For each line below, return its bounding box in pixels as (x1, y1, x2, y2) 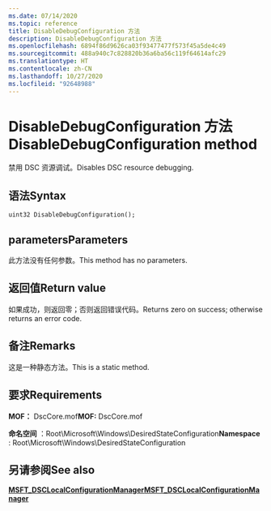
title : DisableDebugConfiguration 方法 (8, 27, 141, 35)
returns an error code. (8, 313, 83, 323)
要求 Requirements (8, 389, 103, 402)
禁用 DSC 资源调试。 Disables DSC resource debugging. (8, 163, 194, 173)
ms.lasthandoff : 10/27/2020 (8, 72, 104, 80)
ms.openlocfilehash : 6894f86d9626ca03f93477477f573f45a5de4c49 (8, 42, 227, 50)
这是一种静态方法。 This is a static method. (8, 362, 150, 371)
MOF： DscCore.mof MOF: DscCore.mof (8, 411, 143, 421)
